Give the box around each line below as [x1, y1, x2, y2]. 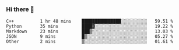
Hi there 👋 [6, 5, 35, 13]
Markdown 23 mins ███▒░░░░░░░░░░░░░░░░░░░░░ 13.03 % [6, 28, 174, 34]
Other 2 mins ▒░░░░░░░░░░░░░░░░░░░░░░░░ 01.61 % [6, 39, 174, 45]
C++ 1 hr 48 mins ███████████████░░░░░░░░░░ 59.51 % [6, 19, 174, 24]
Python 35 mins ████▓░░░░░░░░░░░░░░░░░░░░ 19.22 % [6, 23, 174, 30]
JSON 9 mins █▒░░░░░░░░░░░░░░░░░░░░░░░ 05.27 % [6, 34, 174, 40]
